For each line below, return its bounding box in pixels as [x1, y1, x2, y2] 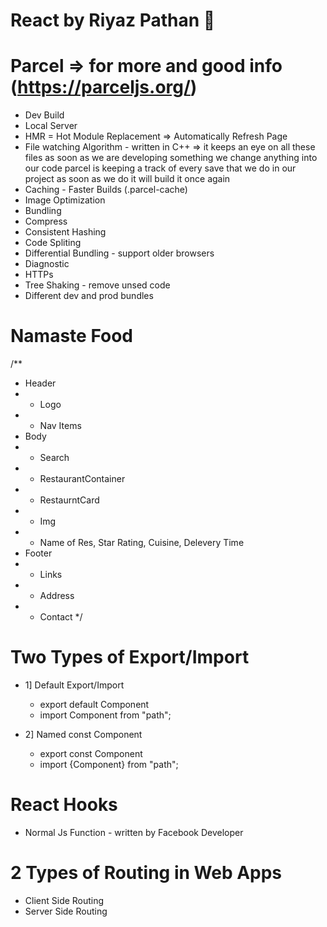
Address [39, 590, 75, 602]
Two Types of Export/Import [10, 646, 250, 669]
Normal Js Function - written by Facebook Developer [24, 826, 244, 838]
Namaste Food [10, 325, 133, 348]
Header [24, 377, 57, 389]
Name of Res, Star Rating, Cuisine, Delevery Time [39, 537, 245, 549]
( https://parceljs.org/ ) [10, 76, 198, 99]
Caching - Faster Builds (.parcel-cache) [24, 184, 188, 196]
